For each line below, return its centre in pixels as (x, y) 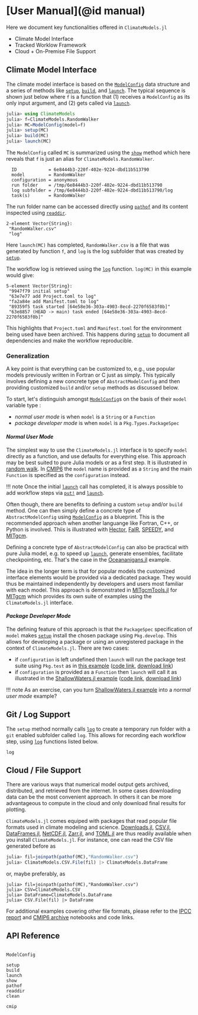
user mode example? (32, 696)
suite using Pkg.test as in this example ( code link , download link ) (94, 666)
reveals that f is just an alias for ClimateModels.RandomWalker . (80, 159)
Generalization (28, 356)
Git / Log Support (38, 714)
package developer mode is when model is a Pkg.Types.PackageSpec (97, 423)
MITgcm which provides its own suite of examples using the (79, 596)
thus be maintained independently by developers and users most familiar (95, 583)
